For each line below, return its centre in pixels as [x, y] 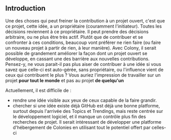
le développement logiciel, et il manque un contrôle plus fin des [79, 116]
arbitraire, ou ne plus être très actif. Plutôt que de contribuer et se [74, 37]
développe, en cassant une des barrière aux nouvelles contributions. [77, 59]
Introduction [26, 8]
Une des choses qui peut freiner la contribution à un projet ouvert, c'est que [85, 20]
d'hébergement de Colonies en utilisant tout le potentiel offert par [81, 127]
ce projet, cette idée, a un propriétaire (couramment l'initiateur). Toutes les [84, 26]
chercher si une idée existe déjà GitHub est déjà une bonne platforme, [86, 106]
